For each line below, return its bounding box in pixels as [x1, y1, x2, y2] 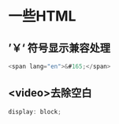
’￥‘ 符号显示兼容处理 [8, 41, 111, 54]
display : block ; [8, 107, 61, 115]
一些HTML [8, 7, 76, 25]
